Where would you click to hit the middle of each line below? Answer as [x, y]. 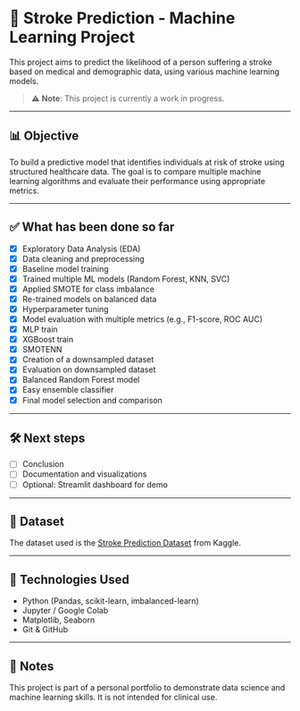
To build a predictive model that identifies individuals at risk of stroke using [147, 162]
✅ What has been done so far [92, 227]
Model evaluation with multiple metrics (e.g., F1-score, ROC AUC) [142, 319]
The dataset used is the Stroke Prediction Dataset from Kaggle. [125, 543]
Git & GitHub [45, 630]
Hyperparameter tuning [65, 309]
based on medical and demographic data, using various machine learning [144, 72]
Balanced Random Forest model [81, 380]
